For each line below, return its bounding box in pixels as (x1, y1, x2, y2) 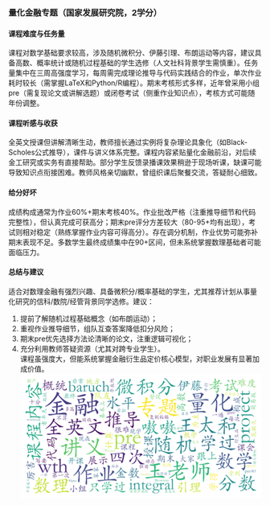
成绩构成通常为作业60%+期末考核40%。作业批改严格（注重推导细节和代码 (8, 207, 256, 216)
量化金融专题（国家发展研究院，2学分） (8, 6, 162, 18)
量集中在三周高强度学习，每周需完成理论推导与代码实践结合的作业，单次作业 (8, 68, 262, 78)
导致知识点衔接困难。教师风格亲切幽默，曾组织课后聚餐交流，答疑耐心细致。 (8, 167, 262, 178)
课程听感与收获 (8, 118, 58, 128)
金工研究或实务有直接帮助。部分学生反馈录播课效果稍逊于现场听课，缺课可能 (8, 158, 262, 167)
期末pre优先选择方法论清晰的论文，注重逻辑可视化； (19, 334, 194, 343)
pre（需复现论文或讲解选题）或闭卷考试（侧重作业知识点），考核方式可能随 (8, 88, 256, 98)
